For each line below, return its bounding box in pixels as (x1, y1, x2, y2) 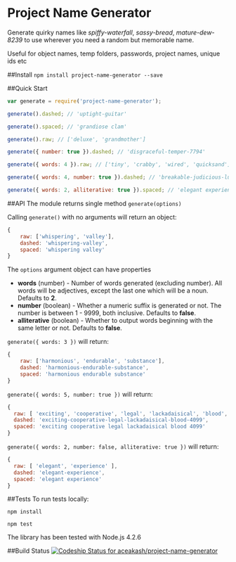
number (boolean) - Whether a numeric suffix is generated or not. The (17, 301, 222, 310)
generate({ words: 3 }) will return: (7, 338, 109, 346)
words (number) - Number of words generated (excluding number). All (17, 279, 223, 288)
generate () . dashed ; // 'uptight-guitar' (7, 110, 128, 117)
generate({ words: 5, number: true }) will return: (7, 390, 153, 398)
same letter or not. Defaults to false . (17, 324, 123, 332)
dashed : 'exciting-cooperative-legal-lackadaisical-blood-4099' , (13, 416, 209, 423)
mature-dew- (176, 28, 216, 37)
